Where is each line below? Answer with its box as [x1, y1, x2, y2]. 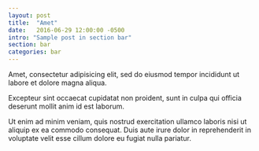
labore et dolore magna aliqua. [8, 78, 108, 87]
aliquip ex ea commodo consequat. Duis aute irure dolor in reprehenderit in [8, 125, 252, 134]
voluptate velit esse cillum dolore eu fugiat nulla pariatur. [8, 134, 191, 142]
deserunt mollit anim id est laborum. [8, 101, 124, 111]
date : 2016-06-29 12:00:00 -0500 [8, 26, 125, 34]
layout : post [8, 11, 51, 20]
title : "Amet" [8, 19, 58, 27]
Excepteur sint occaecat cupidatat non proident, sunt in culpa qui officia [8, 94, 242, 102]
